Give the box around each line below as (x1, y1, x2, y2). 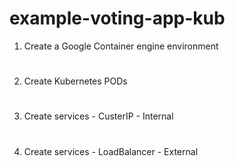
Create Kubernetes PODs (23, 75, 128, 87)
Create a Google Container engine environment (23, 40, 219, 52)
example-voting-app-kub (9, 7, 226, 30)
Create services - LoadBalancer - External (23, 145, 199, 157)
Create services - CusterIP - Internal (23, 110, 174, 122)
